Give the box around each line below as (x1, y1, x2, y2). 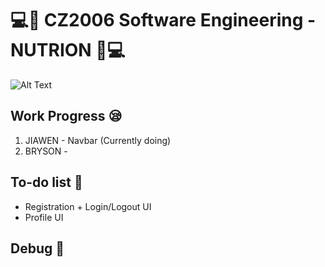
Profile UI (24, 211, 64, 223)
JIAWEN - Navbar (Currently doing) (24, 134, 172, 146)
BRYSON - (24, 145, 68, 157)
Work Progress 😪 (10, 108, 123, 125)
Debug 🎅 (10, 240, 65, 257)
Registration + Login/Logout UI (24, 200, 152, 212)
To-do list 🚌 (10, 174, 83, 191)
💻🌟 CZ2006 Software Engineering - (10, 9, 317, 32)
